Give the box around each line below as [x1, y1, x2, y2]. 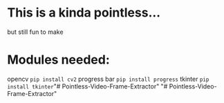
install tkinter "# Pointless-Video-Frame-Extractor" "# [7, 82, 168, 91]
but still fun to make [7, 28, 64, 36]
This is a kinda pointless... [7, 5, 161, 21]
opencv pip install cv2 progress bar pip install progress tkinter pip [7, 75, 209, 83]
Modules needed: [7, 52, 111, 68]
